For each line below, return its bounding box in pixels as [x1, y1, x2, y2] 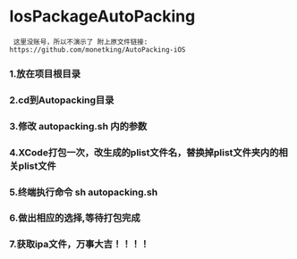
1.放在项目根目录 [9, 67, 81, 79]
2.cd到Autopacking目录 [9, 94, 115, 106]
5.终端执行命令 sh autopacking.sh [9, 186, 158, 198]
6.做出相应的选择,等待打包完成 [9, 212, 140, 224]
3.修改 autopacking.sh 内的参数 [9, 120, 148, 132]
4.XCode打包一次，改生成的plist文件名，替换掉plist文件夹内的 [9, 146, 279, 158]
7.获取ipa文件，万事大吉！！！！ [9, 238, 150, 251]
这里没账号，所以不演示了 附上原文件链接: [13, 38, 148, 46]
